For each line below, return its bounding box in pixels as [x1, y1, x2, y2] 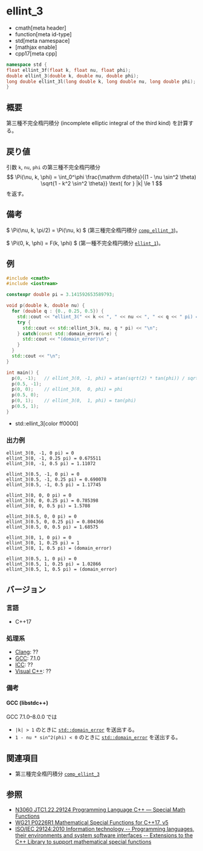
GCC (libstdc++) [6, 699, 48, 706]
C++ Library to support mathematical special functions [14, 838, 152, 845]
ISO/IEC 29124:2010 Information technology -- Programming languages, [14, 825, 195, 832]
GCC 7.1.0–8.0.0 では [6, 713, 57, 721]
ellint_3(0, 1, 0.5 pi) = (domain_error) [6, 545, 112, 551]
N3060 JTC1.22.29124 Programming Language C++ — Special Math [14, 806, 185, 813]
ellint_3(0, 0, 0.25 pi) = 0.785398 [6, 498, 98, 504]
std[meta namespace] [14, 37, 70, 44]
